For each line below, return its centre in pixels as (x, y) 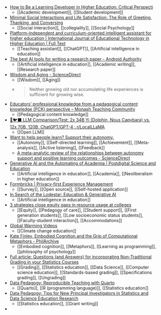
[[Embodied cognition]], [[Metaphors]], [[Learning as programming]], (87, 246)
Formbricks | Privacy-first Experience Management (61, 184)
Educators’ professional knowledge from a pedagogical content (74, 104)
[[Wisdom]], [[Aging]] (39, 80)
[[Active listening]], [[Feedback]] (72, 148)
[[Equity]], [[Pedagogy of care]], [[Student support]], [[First (77, 210)
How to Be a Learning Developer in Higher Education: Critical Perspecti (81, 7)
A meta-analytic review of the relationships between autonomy (80, 153)
